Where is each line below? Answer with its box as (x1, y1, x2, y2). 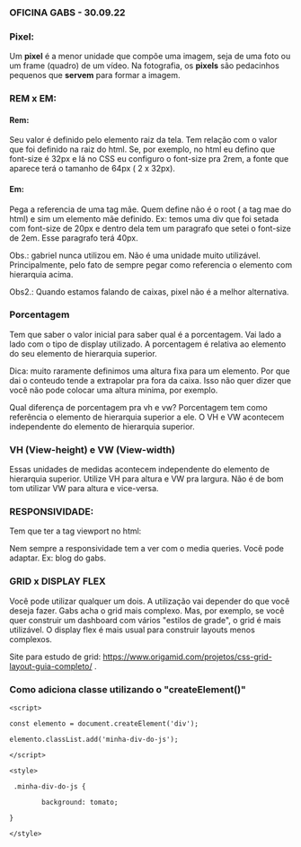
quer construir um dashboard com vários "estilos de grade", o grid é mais (9, 614, 281, 625)
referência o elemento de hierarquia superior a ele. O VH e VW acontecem (9, 411, 285, 422)
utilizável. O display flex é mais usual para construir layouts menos (9, 624, 256, 635)
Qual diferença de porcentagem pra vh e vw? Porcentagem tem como (9, 401, 268, 412)
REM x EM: (9, 93, 57, 105)
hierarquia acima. (9, 269, 74, 279)
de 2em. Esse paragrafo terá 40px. (9, 232, 138, 243)
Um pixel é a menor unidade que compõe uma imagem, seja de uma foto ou (9, 51, 291, 62)
